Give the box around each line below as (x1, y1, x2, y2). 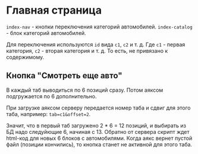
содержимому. (6, 53, 45, 60)
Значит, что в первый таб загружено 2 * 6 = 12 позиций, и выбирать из (6, 122, 186, 129)
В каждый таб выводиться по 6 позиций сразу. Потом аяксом (6, 86, 164, 94)
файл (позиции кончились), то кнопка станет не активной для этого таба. (6, 140, 192, 148)
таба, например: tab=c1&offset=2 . (6, 110, 91, 117)
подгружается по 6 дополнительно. (6, 92, 97, 100)
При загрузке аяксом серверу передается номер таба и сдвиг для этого (6, 104, 191, 111)
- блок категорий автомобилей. (6, 29, 86, 36)
